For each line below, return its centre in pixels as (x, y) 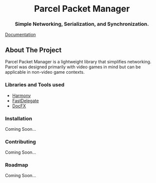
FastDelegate (25, 101)
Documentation (20, 35)
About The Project (33, 50)
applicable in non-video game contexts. (45, 72)
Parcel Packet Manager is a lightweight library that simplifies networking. (78, 62)
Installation (19, 119)
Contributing (20, 142)
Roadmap (17, 165)
